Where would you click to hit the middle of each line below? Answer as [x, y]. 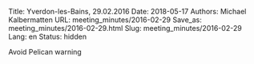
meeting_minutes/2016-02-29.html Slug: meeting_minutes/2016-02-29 [125, 28]
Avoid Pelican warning [45, 52]
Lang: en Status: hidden [47, 36]
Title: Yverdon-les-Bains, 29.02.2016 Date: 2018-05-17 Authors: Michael [127, 11]
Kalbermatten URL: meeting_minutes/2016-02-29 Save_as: [105, 20]
